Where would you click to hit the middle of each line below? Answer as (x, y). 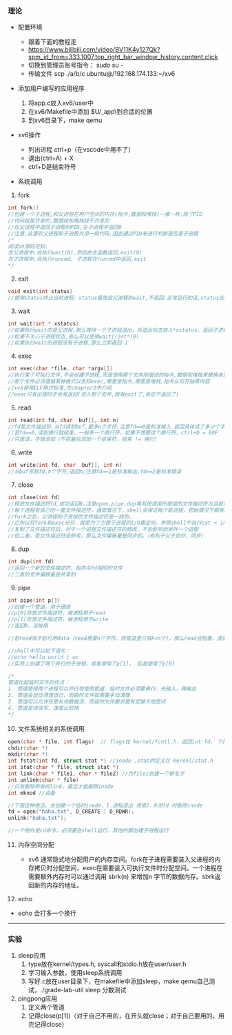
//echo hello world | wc (43, 657)
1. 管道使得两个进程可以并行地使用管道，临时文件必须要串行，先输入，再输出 (102, 689)
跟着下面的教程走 (52, 42)
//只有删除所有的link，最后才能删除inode (61, 786)
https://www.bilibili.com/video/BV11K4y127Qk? (94, 50)
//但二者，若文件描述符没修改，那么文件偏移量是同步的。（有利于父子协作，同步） (107, 536)
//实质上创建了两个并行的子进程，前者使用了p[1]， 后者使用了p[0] (91, 663)
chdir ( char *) (28, 748)
